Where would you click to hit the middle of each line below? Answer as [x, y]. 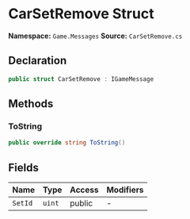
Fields [24, 167]
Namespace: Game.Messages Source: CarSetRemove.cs [95, 36]
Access [84, 190]
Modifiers [125, 190]
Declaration [38, 61]
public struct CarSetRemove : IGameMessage [81, 79]
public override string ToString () [67, 143]
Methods [31, 104]
